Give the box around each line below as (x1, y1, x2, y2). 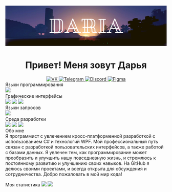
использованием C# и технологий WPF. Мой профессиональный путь (5, 139, 158, 145)
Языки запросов (5, 104, 41, 111)
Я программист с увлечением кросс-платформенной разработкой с (5, 133, 156, 139)
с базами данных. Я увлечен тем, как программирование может (5, 150, 147, 156)
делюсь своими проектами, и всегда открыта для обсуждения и (5, 166, 147, 172)
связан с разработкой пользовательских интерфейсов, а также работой (5, 144, 164, 150)
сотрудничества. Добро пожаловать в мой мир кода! (5, 171, 122, 177)
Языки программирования (5, 81, 63, 88)
